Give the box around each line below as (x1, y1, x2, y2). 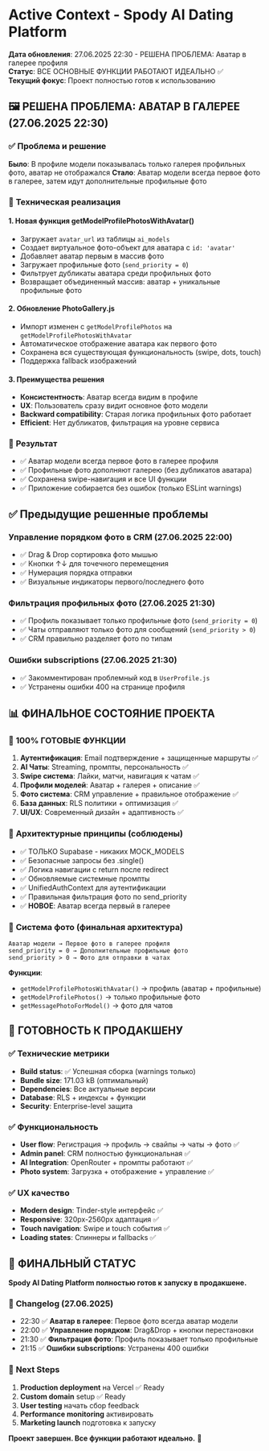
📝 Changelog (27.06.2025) (8, 1298, 114, 1309)
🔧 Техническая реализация (8, 196, 121, 207)
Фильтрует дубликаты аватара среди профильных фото (19, 268, 211, 278)
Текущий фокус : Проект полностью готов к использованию (8, 75, 216, 85)
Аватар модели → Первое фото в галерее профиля (8, 940, 171, 948)
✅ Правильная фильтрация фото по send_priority (19, 891, 187, 901)
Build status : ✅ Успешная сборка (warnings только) (19, 1066, 197, 1076)
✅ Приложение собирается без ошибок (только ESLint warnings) (19, 483, 243, 493)
